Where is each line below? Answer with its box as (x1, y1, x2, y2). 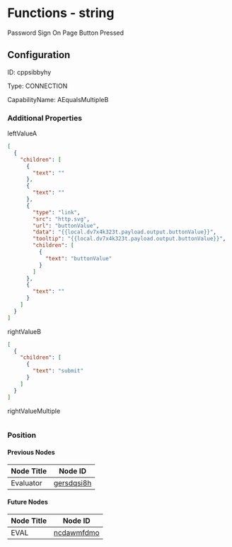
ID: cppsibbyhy (7, 67, 52, 76)
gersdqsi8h (53, 477, 92, 487)
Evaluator (11, 477, 42, 487)
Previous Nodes (7, 448, 55, 457)
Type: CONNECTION (7, 82, 68, 90)
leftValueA (7, 129, 37, 138)
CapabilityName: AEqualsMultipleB (7, 95, 109, 104)
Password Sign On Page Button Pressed (7, 28, 124, 37)
